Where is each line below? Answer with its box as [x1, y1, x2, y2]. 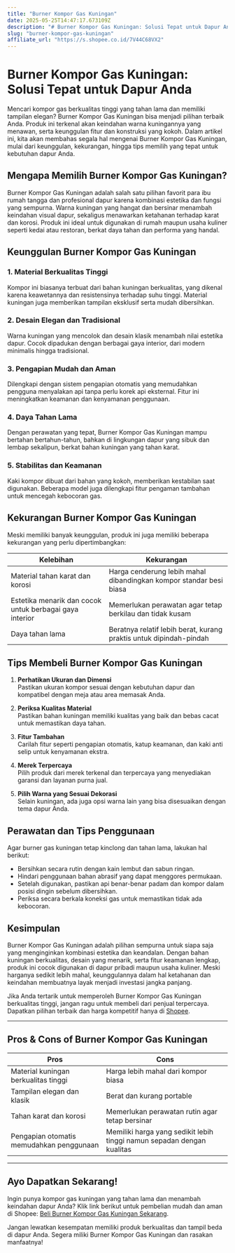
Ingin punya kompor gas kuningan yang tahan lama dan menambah [7, 1194, 201, 1202]
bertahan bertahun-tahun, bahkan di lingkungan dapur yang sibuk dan [7, 436, 210, 444]
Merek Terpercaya [17, 761, 72, 769]
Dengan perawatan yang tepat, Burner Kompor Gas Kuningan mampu [7, 428, 208, 437]
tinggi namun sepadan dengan [106, 1135, 206, 1145]
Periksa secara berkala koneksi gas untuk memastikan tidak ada [17, 894, 203, 903]
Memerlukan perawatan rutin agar [106, 1106, 218, 1116]
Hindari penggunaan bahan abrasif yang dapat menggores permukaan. [17, 872, 222, 881]
